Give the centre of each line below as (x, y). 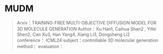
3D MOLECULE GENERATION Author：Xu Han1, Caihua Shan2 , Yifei (86, 29)
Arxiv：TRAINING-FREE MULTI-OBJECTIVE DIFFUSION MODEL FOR (86, 23)
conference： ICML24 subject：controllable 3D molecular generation (87, 40)
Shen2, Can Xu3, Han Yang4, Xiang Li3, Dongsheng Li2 (73, 34)
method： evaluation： (40, 46)
